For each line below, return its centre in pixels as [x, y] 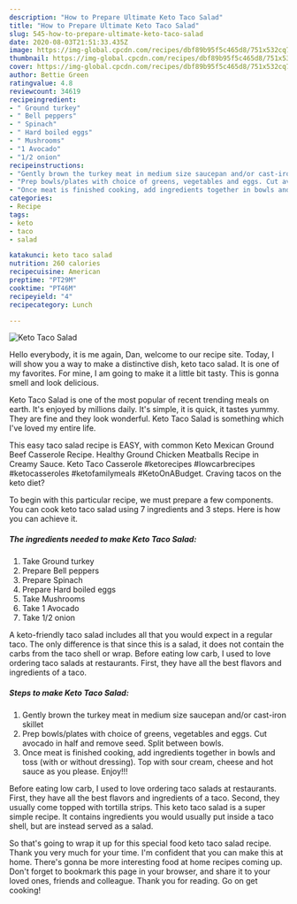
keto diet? [27, 483]
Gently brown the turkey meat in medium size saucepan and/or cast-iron [154, 715]
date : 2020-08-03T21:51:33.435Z [69, 42]
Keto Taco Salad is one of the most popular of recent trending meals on [139, 400]
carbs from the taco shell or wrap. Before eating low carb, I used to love [140, 654]
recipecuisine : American [55, 272]
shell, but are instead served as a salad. [81, 826]
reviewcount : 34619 [45, 91]
